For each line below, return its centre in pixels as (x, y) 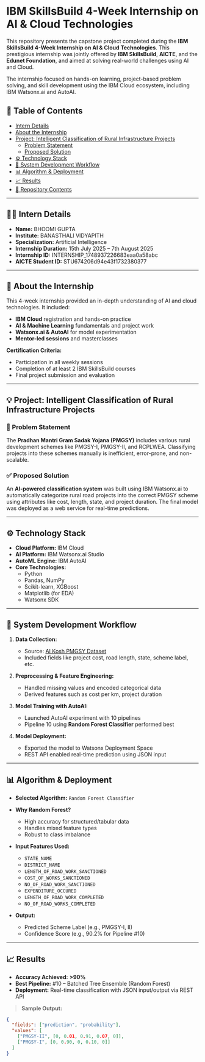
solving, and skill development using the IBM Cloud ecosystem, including (98, 85)
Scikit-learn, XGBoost (51, 587)
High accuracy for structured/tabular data (77, 821)
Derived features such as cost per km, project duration (93, 694)
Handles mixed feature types (61, 828)
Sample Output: (42, 1008)
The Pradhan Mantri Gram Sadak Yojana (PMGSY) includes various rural (98, 440)
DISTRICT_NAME (42, 865)
